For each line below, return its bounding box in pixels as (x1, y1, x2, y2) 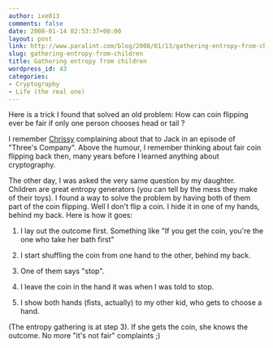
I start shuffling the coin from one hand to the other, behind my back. (19, 250, 252, 260)
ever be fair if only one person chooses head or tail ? (8, 119, 185, 128)
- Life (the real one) (8, 87, 85, 96)
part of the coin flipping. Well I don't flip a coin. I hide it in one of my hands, (8, 202, 260, 211)
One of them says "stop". (19, 266, 105, 276)
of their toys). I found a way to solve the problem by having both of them (8, 193, 251, 203)
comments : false (8, 20, 63, 28)
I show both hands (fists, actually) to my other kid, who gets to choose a (19, 298, 262, 307)
